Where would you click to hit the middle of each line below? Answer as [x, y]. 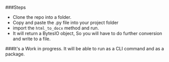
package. [15, 54]
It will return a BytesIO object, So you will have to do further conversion [87, 33]
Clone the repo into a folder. [42, 17]
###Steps [16, 7]
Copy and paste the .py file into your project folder [65, 23]
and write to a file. [32, 39]
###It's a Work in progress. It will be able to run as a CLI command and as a [85, 49]
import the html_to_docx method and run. [56, 28]
